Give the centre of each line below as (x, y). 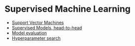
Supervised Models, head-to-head (47, 27)
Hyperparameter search (36, 38)
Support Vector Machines (38, 23)
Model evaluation (29, 33)
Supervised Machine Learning (68, 9)
